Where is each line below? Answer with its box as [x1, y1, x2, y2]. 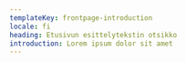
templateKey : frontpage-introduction [9, 13, 153, 23]
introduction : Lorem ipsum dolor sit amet [9, 38, 173, 48]
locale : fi [9, 22, 51, 31]
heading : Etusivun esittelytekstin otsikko [9, 30, 178, 39]
